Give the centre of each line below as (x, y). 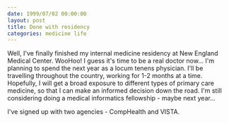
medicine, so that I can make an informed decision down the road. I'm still (115, 91)
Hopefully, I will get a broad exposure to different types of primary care (111, 83)
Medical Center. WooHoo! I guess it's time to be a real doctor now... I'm (111, 61)
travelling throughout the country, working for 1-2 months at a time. (105, 76)
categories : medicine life (47, 33)
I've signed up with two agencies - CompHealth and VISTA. (94, 112)
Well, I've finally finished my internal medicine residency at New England (113, 53)
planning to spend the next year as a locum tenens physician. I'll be (105, 68)
